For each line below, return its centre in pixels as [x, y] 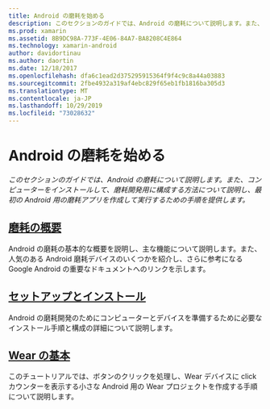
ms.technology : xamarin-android [62, 46]
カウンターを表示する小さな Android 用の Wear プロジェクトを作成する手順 [133, 386]
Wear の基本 [39, 355]
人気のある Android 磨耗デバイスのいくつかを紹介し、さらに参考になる [126, 258]
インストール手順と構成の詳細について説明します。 [93, 328]
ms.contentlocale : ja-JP [50, 98]
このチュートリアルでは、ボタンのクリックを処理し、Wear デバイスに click [133, 377]
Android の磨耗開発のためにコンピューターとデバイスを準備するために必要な [135, 317]
